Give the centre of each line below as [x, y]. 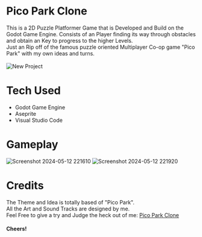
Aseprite [25, 113]
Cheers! [17, 229]
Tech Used [34, 91]
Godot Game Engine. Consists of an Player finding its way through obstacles [101, 34]
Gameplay [32, 144]
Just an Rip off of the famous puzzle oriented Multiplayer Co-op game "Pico [101, 47]
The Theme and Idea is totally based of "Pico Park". [70, 202]
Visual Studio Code [39, 120]
